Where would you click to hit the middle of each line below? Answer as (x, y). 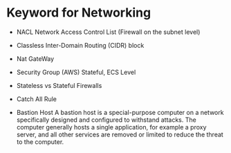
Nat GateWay (35, 58)
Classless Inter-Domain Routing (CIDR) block (80, 45)
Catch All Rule (36, 99)
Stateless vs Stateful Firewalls (59, 85)
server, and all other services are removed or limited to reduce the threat (120, 134)
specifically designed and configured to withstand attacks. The (106, 120)
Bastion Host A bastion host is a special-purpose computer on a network (120, 112)
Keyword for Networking (79, 13)
